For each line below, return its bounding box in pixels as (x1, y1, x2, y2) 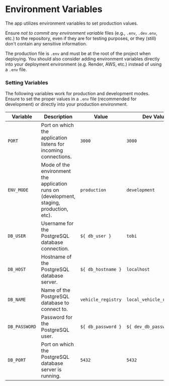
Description (44, 113, 73, 120)
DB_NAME (8, 297, 26, 303)
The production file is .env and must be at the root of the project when (5, 50, 151, 56)
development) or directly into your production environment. (5, 101, 128, 107)
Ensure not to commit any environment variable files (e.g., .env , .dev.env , (5, 30, 157, 36)
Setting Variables (5, 79, 49, 86)
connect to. (41, 306, 68, 313)
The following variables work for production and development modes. (5, 91, 150, 97)
